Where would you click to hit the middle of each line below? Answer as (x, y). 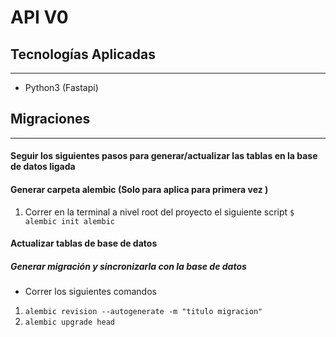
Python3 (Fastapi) (61, 87)
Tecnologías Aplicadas (83, 54)
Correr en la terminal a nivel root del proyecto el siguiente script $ (159, 212)
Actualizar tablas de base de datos (84, 243)
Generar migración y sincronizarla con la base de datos (128, 266)
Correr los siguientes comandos (90, 292)
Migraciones (50, 119)
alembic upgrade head (69, 322)
